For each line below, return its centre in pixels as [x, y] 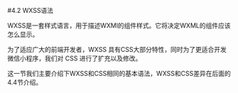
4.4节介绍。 [25, 82]
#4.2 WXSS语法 [31, 10]
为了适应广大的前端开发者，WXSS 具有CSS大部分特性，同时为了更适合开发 [117, 49]
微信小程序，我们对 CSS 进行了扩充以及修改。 [75, 58]
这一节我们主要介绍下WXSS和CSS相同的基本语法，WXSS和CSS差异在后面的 [119, 73]
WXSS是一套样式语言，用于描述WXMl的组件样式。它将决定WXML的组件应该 [119, 26]
